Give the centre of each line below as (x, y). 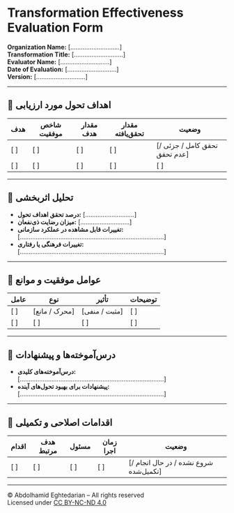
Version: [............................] (48, 76)
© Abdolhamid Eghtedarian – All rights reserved (76, 495)
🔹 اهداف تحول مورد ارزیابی (59, 105)
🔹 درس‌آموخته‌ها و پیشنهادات (62, 355)
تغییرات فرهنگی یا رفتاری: (50, 244)
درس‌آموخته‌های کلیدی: (47, 372)
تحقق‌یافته (129, 133)
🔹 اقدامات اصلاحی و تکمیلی (60, 423)
